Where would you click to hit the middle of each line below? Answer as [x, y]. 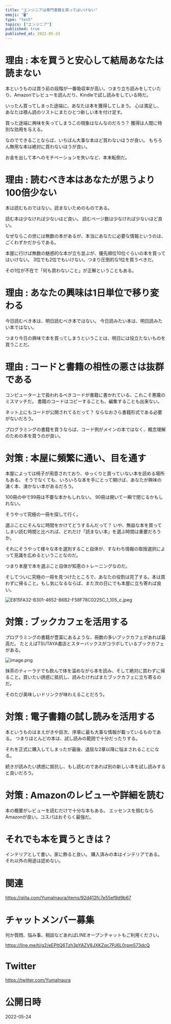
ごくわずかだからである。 [32, 242]
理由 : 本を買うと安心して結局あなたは [84, 61]
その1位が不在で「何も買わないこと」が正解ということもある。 [71, 270]
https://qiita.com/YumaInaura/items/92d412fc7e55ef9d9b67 [68, 898]
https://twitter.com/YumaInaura [38, 980]
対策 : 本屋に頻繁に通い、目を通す [76, 458]
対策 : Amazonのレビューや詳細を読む [85, 795]
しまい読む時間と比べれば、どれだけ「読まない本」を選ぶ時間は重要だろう [83, 531]
